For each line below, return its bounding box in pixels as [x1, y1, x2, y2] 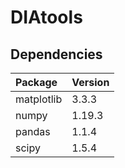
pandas [15, 125, 51, 138]
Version [71, 76, 110, 89]
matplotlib [15, 92, 63, 106]
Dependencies [10, 46, 103, 63]
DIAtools [10, 6, 83, 29]
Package [15, 76, 58, 89]
